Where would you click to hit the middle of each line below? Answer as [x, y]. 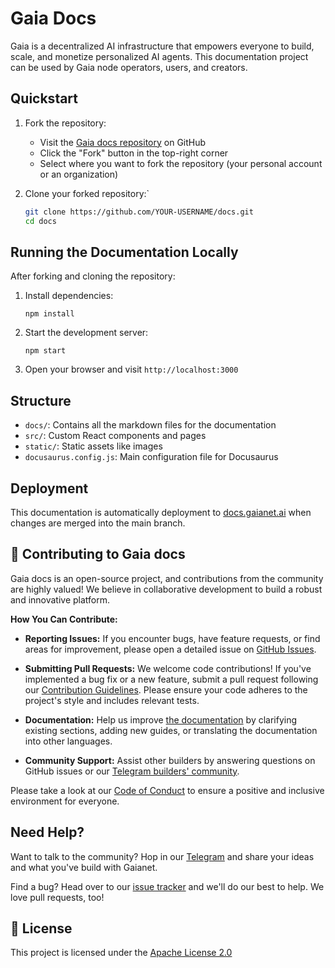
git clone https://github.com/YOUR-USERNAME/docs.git [139, 212]
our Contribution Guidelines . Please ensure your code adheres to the [166, 689]
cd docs [40, 221]
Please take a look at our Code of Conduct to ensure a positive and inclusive [167, 790]
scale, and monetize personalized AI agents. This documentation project [159, 56]
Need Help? [47, 832]
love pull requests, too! [57, 897]
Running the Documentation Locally [124, 252]
